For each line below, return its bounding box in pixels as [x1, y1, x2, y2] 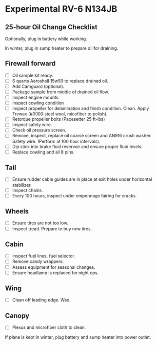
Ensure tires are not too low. [12, 220, 69, 226]
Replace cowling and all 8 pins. [12, 149, 75, 155]
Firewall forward [5, 60, 56, 68]
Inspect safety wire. [12, 122, 52, 128]
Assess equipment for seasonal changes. [12, 264, 96, 270]
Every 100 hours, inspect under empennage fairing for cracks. [12, 193, 137, 198]
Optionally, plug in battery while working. [5, 36, 87, 42]
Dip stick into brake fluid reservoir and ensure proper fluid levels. [12, 143, 143, 150]
